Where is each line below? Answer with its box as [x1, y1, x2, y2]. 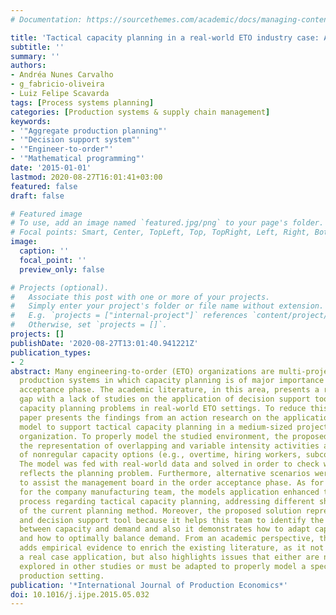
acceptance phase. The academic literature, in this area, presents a [19, 385, 320, 395]
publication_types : [10, 347, 92, 358]
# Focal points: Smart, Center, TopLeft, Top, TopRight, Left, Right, [10, 227, 311, 238]
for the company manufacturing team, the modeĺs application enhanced [19, 487, 320, 497]
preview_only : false [19, 264, 105, 275]
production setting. [19, 571, 105, 581]
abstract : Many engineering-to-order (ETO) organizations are [10, 366, 275, 376]
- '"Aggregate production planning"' [10, 126, 168, 136]
